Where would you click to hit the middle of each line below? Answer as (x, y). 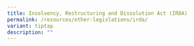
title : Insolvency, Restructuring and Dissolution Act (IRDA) (97, 13)
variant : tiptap (30, 26)
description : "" (30, 32)
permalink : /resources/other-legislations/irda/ (78, 20)
